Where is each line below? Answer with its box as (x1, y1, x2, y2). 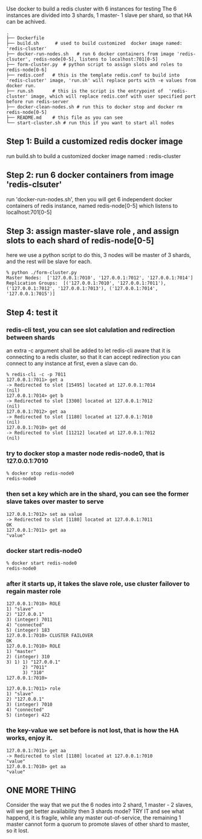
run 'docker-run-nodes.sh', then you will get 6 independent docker (6, 195, 172, 202)
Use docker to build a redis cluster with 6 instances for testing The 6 (6, 5, 177, 12)
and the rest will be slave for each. (6, 258, 92, 266)
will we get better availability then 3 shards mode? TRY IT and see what (6, 807, 184, 815)
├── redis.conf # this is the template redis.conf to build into (6, 72, 180, 78)
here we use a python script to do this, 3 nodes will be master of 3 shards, (6, 252, 192, 259)
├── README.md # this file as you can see (6, 115, 123, 121)
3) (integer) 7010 (6, 701, 53, 708)
